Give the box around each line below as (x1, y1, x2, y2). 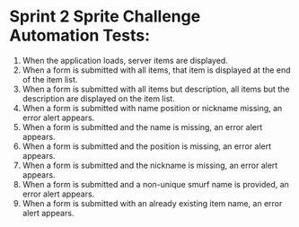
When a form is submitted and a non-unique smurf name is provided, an (22, 179, 290, 189)
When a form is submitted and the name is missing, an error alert (22, 121, 263, 132)
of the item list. (22, 74, 78, 84)
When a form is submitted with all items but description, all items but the (22, 83, 290, 94)
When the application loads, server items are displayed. (22, 55, 229, 65)
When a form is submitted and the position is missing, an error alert (22, 141, 272, 152)
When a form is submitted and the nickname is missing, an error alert (22, 160, 278, 170)
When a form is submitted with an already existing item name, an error (22, 197, 283, 208)
